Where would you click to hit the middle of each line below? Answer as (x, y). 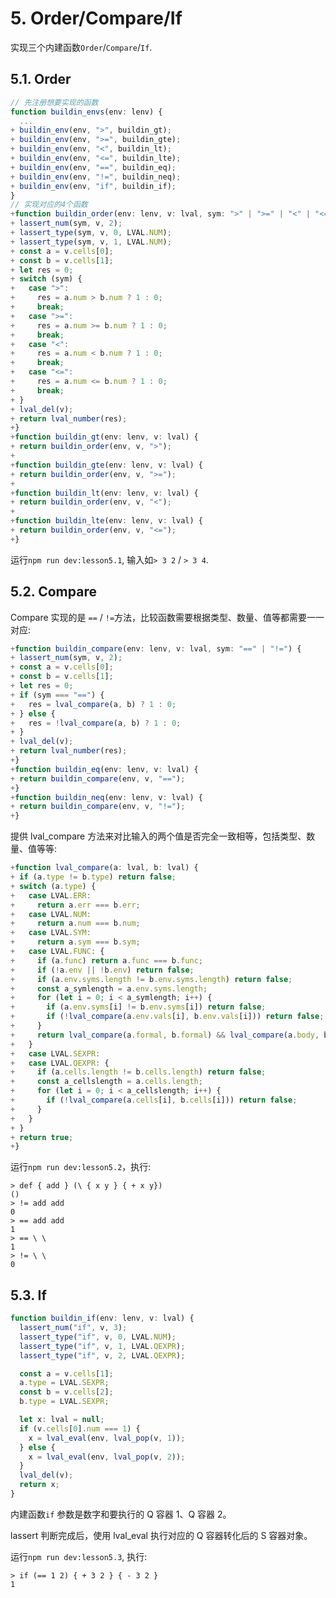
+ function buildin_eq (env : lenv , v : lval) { (104, 769)
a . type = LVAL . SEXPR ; (64, 1383)
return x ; (39, 1485)
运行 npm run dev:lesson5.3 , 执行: (79, 1556)
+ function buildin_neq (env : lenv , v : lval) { (106, 797)
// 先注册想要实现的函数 (54, 102)
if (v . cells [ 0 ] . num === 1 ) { (80, 1428)
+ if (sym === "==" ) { (57, 695)
